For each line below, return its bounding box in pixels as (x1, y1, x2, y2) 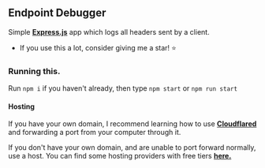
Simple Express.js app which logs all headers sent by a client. (8, 27, 211, 36)
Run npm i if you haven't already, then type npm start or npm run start (8, 84, 238, 93)
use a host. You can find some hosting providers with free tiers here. (8, 151, 232, 161)
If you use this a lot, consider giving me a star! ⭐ (19, 43, 177, 52)
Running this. (8, 65, 61, 77)
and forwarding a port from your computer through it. (8, 128, 181, 137)
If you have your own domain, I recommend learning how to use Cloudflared (8, 119, 257, 129)
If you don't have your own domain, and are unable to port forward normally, (8, 143, 256, 152)
